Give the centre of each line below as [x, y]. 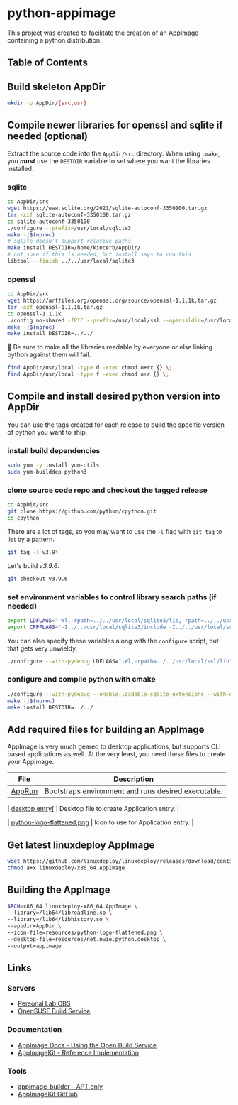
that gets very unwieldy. [42, 648]
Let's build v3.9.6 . [34, 565]
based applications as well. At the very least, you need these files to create [117, 754]
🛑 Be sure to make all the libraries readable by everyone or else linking [110, 347]
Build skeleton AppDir [56, 87]
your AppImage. [31, 762]
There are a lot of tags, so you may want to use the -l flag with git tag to [115, 531]
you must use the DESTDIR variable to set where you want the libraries [109, 160]
